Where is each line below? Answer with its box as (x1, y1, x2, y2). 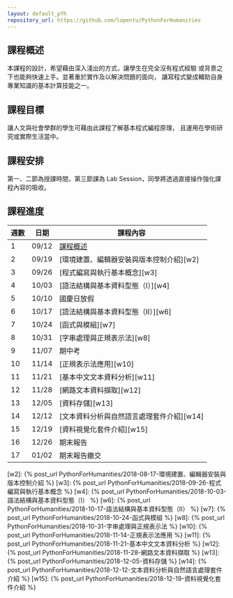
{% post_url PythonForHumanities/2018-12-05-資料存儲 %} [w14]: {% (7, 557, 207, 565)
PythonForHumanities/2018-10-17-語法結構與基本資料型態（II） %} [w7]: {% (7, 505, 226, 513)
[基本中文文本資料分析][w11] (59, 372, 156, 382)
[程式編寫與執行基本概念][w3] (59, 268, 158, 277)
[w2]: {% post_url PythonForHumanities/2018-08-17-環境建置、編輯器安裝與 (7, 470, 227, 478)
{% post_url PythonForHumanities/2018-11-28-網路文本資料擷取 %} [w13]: (7, 548, 220, 556)
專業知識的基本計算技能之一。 (7, 82, 93, 90)
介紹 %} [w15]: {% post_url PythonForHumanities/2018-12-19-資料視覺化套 (7, 574, 222, 583)
